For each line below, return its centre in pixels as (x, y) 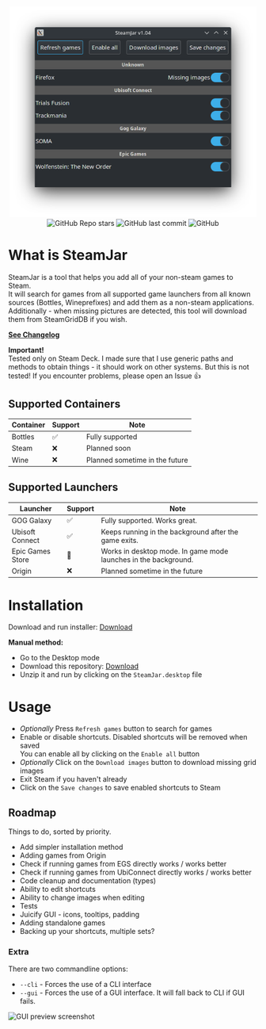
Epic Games (31, 551)
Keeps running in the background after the (170, 532)
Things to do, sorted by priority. (60, 832)
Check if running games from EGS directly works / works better (123, 864)
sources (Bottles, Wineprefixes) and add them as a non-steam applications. (131, 303)
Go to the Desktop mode (60, 658)
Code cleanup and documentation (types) (88, 881)
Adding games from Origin (63, 855)
